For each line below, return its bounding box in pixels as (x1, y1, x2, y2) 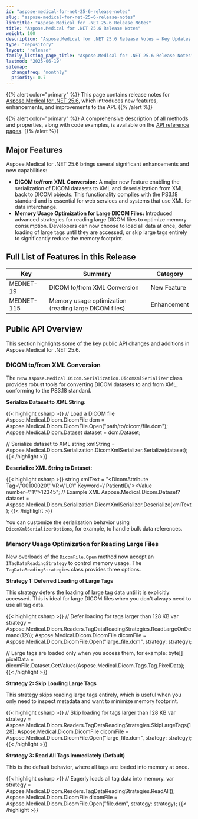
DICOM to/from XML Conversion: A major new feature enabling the (14, 178, 180, 185)
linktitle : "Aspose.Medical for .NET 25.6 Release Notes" (6, 20, 151, 25)
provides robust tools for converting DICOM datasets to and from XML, (6, 380, 179, 388)
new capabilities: (6, 166, 47, 174)
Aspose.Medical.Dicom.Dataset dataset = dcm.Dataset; (6, 429, 141, 436)
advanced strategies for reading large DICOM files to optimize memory (14, 216, 187, 223)
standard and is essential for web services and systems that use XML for (14, 197, 192, 204)
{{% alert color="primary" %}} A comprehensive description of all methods (6, 115, 189, 122)
